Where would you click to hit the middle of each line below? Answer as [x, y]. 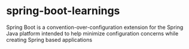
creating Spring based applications [49, 40]
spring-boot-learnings [63, 11]
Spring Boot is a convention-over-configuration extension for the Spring [95, 27]
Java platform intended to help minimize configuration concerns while [92, 33]
